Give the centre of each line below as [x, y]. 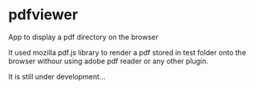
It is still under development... [57, 76]
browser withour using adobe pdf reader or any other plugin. [108, 61]
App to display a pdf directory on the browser [83, 37]
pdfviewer [43, 15]
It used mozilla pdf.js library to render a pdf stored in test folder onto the [127, 52]
